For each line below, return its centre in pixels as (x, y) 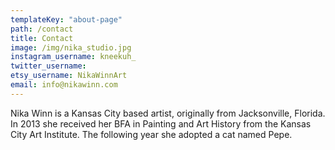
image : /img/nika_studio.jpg (71, 47)
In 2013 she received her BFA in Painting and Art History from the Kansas (161, 123)
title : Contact (42, 38)
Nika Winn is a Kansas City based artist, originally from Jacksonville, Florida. (168, 113)
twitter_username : (48, 66)
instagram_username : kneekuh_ (73, 57)
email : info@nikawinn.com (64, 85)
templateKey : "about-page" (66, 19)
